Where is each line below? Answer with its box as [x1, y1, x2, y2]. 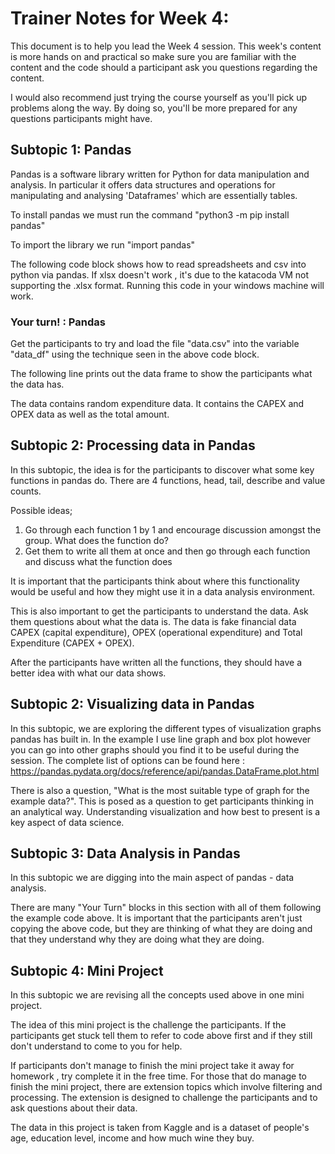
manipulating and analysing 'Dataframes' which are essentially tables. [10, 189, 298, 201]
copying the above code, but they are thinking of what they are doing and [10, 923, 313, 935]
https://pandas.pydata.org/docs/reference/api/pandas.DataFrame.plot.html [10, 765, 320, 777]
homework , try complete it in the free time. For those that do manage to [10, 1070, 308, 1082]
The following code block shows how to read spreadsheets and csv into [10, 258, 307, 270]
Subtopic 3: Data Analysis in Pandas [10, 845, 241, 862]
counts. [10, 485, 42, 497]
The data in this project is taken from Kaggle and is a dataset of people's [10, 1122, 310, 1134]
